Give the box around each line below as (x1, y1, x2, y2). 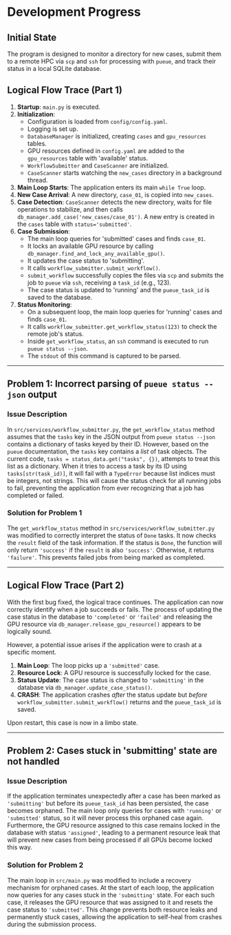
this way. (7, 843, 32, 852)
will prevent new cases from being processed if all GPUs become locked (7, 836, 213, 844)
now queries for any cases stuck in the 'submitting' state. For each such (7, 890, 215, 899)
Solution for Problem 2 (7, 861, 84, 870)
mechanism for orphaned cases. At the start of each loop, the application (7, 883, 214, 892)
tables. (27, 139, 47, 147)
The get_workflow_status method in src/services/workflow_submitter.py (7, 524, 215, 532)
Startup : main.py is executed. (16, 103, 101, 111)
